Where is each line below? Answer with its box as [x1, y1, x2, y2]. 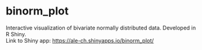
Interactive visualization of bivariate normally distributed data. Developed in [6, 24, 196, 31]
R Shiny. [6, 30, 26, 37]
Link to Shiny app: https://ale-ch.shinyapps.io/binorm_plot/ [6, 37, 154, 44]
